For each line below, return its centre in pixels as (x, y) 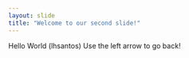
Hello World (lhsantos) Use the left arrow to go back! (94, 45)
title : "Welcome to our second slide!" (75, 23)
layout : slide (32, 15)
